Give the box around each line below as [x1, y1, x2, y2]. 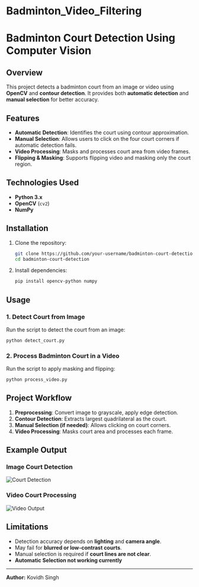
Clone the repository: [14, 239, 67, 246]
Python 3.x [14, 193, 43, 200]
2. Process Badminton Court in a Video [6, 352, 120, 360]
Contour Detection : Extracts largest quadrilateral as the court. [14, 415, 167, 422]
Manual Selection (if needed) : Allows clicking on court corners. [14, 421, 171, 428]
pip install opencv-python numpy [14, 278, 98, 285]
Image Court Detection [6, 463, 73, 471]
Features [6, 113, 40, 123]
